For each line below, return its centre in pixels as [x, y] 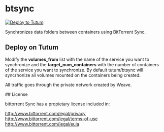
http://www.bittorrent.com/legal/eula [42, 124]
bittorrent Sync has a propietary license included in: [58, 104]
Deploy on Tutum [32, 47]
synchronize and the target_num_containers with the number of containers [82, 64]
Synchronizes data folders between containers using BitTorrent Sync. [76, 32]
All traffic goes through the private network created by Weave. [68, 85]
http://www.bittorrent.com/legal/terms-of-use [51, 119]
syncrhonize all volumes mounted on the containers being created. [73, 75]
